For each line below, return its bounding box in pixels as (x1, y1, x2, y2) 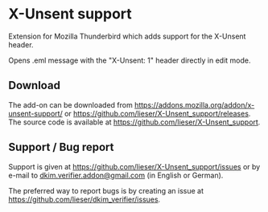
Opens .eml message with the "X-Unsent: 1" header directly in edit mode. (8, 55, 251, 65)
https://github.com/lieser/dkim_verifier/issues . (8, 194, 161, 204)
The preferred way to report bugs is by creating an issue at (8, 185, 204, 195)
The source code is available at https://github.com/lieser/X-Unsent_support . (8, 117, 261, 127)
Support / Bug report (8, 141, 114, 154)
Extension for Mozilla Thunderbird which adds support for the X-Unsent (8, 31, 246, 41)
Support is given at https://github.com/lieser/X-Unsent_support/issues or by (8, 161, 261, 171)
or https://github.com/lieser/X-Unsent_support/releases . (64, 108, 251, 118)
